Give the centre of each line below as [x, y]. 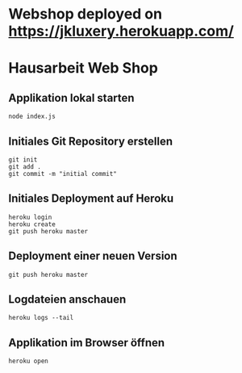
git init [23, 160]
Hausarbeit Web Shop [83, 68]
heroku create [32, 224]
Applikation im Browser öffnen [87, 343]
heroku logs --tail [41, 318]
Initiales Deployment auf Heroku [91, 199]
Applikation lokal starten [71, 98]
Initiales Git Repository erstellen [91, 141]
